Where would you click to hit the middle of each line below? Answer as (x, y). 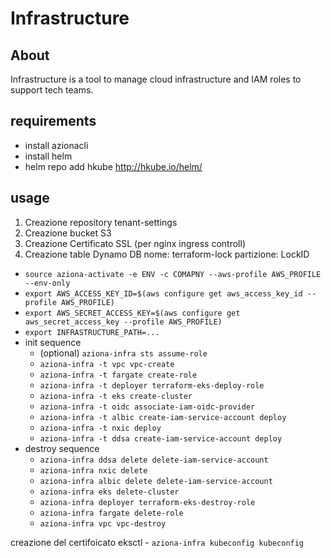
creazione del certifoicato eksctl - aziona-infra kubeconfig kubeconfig (157, 542)
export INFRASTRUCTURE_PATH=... (92, 332)
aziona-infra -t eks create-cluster (116, 396)
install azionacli (56, 145)
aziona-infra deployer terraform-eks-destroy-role (147, 502)
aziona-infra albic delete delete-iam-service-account (156, 481)
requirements (53, 121)
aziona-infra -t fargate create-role (118, 375)
